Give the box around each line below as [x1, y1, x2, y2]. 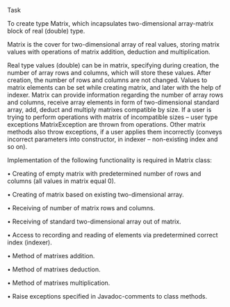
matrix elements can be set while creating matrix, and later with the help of [7, 84, 222, 91]
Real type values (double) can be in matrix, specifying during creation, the [7, 61, 220, 69]
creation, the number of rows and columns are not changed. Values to [7, 76, 208, 84]
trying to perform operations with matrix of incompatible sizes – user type [7, 113, 218, 121]
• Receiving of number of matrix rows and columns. [7, 204, 155, 212]
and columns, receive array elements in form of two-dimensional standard [7, 98, 220, 107]
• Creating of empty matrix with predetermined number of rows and [7, 170, 202, 178]
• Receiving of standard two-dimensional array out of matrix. [7, 217, 182, 226]
